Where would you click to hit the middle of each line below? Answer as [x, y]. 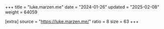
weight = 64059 [21, 12]
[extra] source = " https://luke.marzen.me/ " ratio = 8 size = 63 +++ [72, 22]
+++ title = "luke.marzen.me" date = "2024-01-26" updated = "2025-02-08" [82, 7]
